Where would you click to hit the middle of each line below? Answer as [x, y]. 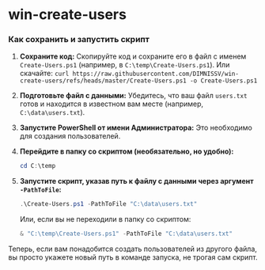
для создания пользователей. [70, 136]
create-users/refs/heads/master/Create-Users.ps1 [103, 81]
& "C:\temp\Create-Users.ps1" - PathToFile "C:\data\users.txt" [126, 234]
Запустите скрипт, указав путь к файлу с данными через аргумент [137, 181]
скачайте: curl [44, 74]
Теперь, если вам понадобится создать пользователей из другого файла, [132, 249]
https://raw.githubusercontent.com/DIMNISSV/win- [156, 74]
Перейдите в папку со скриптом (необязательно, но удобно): [127, 151]
